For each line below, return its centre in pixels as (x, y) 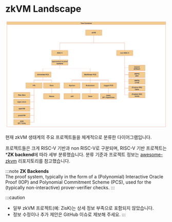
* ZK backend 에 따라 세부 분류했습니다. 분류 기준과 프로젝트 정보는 (72, 155)
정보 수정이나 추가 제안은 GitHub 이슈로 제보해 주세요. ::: (69, 215)
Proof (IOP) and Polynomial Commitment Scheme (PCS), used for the (78, 182)
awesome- (152, 155)
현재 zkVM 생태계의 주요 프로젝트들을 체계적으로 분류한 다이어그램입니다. (79, 137)
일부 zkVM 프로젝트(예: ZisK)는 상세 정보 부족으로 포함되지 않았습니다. (83, 208)
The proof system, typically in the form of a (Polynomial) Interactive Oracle (84, 177)
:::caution (15, 197)
